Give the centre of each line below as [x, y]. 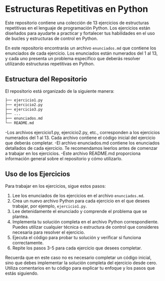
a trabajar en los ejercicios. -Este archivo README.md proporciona [73, 153]
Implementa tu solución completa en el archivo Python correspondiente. [85, 222]
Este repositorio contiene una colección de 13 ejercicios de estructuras [77, 23]
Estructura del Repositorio [46, 79]
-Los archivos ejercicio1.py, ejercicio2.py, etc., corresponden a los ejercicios [82, 132]
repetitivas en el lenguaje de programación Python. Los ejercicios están [78, 28]
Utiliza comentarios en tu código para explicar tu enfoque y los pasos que [80, 268]
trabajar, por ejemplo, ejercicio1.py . [49, 206]
